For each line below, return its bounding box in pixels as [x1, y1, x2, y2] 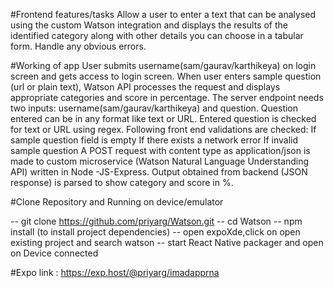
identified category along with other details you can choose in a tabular [10, 30, 304, 41]
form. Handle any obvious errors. [10, 40, 147, 52]
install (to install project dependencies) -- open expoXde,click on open [10, 226, 301, 238]
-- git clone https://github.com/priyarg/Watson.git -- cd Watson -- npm [10, 215, 303, 227]
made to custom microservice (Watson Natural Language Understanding [10, 155, 310, 167]
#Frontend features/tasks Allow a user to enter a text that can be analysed [10, 9, 317, 20]
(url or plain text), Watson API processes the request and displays [10, 81, 281, 93]
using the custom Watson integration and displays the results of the [10, 19, 288, 31]
